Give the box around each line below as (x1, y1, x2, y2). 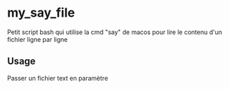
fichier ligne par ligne (7, 35, 68, 43)
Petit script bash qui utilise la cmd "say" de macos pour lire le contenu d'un (7, 28, 222, 36)
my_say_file (7, 5, 75, 21)
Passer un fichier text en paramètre (7, 74, 109, 82)
